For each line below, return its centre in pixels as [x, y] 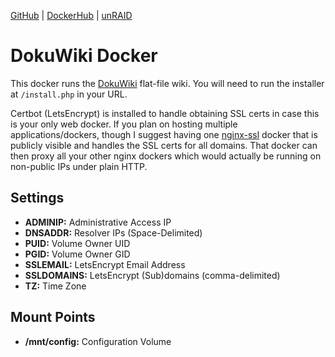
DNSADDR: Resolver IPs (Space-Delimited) [113, 232]
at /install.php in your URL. [69, 94]
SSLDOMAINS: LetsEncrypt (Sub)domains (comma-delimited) [152, 275]
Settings [37, 198]
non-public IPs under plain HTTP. [79, 166]
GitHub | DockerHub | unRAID [71, 15]
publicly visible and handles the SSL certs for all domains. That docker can [164, 145]
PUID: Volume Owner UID [77, 243]
